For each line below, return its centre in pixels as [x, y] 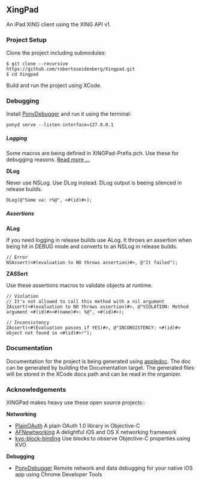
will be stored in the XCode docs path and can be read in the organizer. [94, 374]
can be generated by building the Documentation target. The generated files [100, 367]
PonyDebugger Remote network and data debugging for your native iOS [104, 468]
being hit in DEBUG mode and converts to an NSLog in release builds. [92, 246]
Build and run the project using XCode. [54, 86]
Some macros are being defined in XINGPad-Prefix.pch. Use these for [93, 153]
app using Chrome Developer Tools [58, 474]
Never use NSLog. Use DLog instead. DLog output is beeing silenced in [94, 183]
